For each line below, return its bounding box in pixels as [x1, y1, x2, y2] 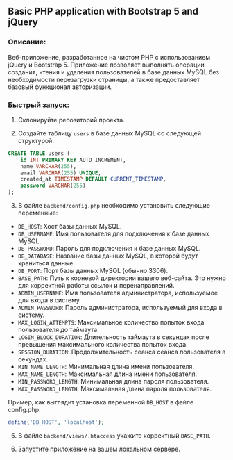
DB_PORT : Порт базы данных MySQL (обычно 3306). [17, 267, 169, 275]
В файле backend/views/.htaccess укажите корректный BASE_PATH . [17, 431, 211, 440]
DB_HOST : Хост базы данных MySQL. [17, 222, 122, 231]
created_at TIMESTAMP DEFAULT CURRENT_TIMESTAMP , [20, 176, 167, 183]
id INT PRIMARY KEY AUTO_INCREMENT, [20, 156, 127, 163]
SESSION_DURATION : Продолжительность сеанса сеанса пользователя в [17, 347, 226, 356]
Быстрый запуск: [8, 100, 70, 110]
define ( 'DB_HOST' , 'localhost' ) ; [8, 419, 105, 426]
